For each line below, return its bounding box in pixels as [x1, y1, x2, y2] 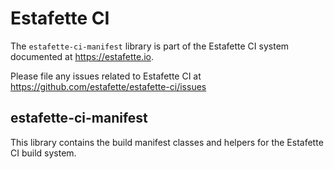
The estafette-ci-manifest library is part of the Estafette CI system [10, 40, 290, 52]
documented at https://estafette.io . [10, 50, 155, 62]
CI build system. [10, 147, 77, 159]
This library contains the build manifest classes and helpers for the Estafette [10, 136, 324, 148]
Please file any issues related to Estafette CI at [10, 70, 202, 82]
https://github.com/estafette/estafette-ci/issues [10, 80, 207, 92]
